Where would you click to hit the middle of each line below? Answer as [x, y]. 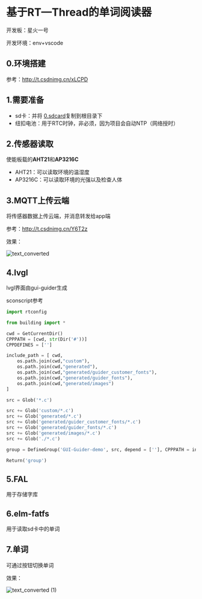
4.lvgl [17, 272]
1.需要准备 [25, 100]
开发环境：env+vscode [35, 43]
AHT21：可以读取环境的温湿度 [52, 172]
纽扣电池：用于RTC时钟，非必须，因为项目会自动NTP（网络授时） [97, 123]
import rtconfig [26, 312]
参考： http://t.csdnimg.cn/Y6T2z [47, 229]
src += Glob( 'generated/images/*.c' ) [54, 433]
